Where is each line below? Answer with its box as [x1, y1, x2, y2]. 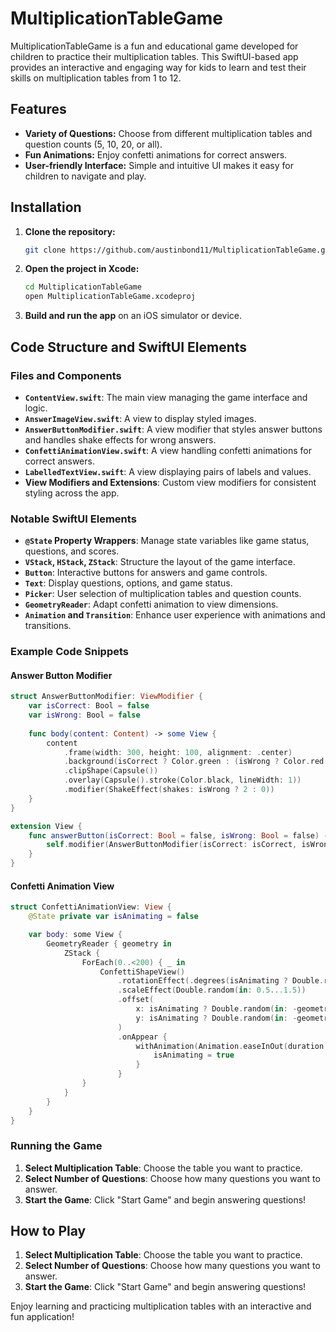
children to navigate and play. [24, 170, 147, 182]
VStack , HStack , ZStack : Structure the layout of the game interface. [24, 556, 296, 568]
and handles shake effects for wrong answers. [24, 433, 217, 446]
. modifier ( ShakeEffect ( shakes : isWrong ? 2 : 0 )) [63, 785, 275, 795]
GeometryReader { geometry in [46, 938, 172, 949]
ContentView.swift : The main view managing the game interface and [24, 391, 308, 403]
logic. [24, 402, 48, 414]
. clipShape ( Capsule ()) [63, 766, 159, 776]
